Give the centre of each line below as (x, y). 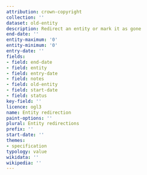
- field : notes (25, 79)
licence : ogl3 (24, 107)
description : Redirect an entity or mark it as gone (74, 29)
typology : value (27, 152)
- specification (27, 146)
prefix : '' (20, 129)
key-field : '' (24, 101)
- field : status (27, 96)
